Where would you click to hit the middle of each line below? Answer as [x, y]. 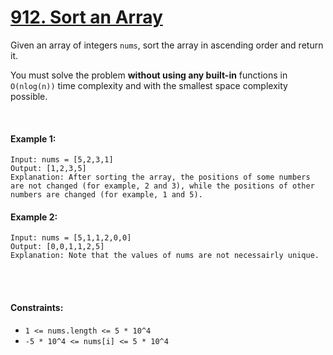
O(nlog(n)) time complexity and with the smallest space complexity [149, 85]
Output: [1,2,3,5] [48, 169]
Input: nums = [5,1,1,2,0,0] [71, 238]
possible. [29, 96]
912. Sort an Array [86, 17]
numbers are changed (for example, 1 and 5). [106, 195]
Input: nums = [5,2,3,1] [62, 160]
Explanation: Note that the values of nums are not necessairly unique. [165, 256]
